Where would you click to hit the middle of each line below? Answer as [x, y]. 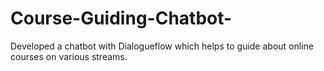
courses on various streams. [69, 56]
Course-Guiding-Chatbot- [121, 18]
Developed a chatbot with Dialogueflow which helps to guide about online [162, 46]
